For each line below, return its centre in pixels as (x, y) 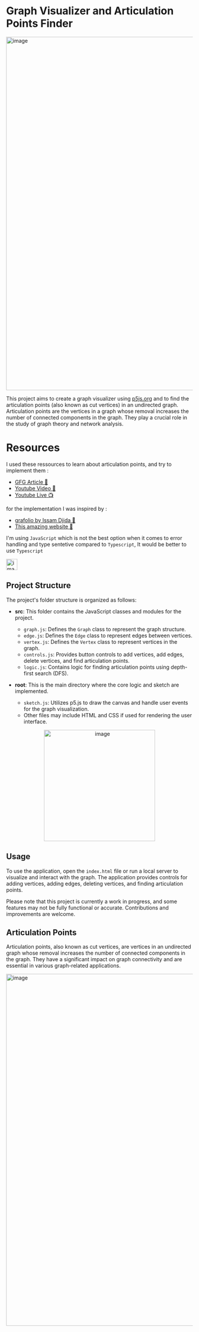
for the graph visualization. (56, 709)
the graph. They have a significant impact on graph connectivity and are (94, 959)
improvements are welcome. (41, 914)
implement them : (28, 471)
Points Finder (39, 23)
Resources (33, 448)
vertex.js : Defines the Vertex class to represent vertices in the (100, 641)
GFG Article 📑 (31, 482)
